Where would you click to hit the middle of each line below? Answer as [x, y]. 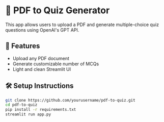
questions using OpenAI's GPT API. [42, 30]
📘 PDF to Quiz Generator [58, 10]
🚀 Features [23, 46]
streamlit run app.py [28, 114]
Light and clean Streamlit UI [42, 69]
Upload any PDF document [41, 58]
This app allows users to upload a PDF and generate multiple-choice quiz [82, 25]
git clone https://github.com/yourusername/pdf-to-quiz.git [71, 100]
